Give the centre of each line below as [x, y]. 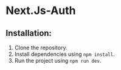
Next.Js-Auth [41, 11]
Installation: [29, 33]
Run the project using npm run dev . [58, 61]
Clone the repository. [41, 47]
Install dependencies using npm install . [64, 54]
